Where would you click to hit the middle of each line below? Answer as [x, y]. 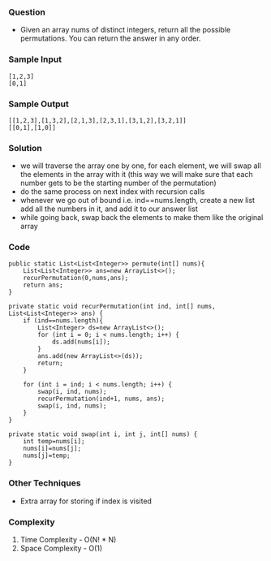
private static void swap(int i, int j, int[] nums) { [103, 434]
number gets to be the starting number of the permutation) [118, 183]
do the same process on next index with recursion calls [112, 192]
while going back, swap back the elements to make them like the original [142, 218]
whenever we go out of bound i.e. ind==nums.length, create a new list [138, 201]
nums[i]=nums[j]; [52, 449]
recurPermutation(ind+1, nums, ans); [101, 399]
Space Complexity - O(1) [61, 548]
